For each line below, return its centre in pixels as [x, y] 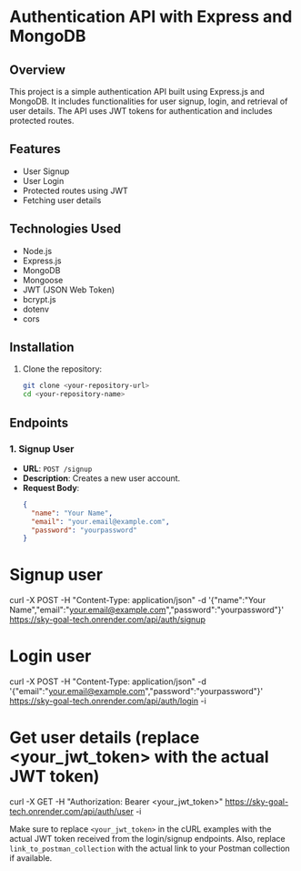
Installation [42, 348]
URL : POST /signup [57, 468]
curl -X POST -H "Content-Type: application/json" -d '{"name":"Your [138, 600]
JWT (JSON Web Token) [69, 290]
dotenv [36, 309]
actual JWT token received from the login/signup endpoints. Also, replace [147, 839]
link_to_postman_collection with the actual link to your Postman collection [150, 848]
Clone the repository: [62, 369]
